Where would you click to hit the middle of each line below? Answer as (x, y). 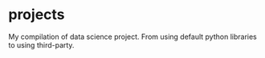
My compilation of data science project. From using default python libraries (132, 37)
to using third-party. (41, 44)
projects (37, 15)
